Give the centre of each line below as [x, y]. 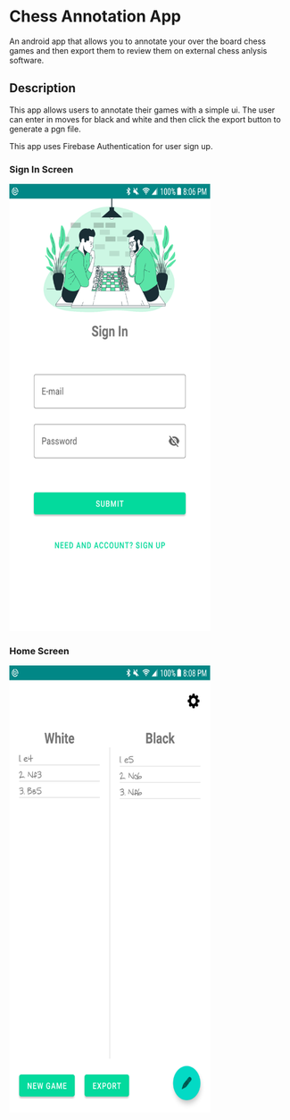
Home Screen [39, 651]
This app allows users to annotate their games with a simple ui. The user [142, 110]
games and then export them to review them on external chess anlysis [138, 50]
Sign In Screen [41, 169]
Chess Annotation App [95, 17]
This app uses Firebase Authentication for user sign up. [111, 146]
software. [27, 60]
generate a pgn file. [46, 129]
